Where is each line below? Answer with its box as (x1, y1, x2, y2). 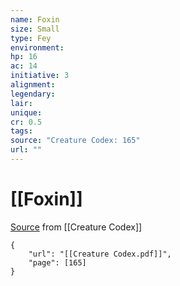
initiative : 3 (10, 71, 70, 81)
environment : (10, 42, 65, 53)
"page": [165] (28, 257, 87, 268)
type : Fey (10, 33, 52, 43)
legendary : (10, 89, 56, 99)
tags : (10, 126, 33, 136)
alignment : (10, 80, 56, 90)
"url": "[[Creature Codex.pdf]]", (28, 249, 172, 259)
